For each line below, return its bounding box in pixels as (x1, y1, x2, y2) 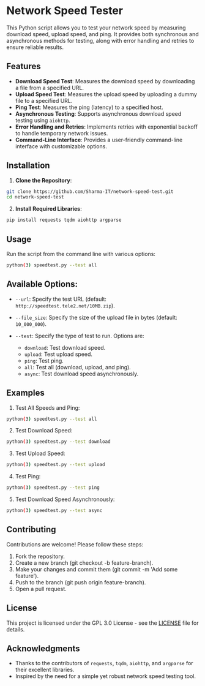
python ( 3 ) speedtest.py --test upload (6, 462, 105, 468)
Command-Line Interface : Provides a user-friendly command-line (15, 136, 183, 143)
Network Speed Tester (6, 4, 124, 18)
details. (6, 625, 25, 633)
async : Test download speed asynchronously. (24, 370, 139, 377)
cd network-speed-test (6, 194, 64, 200)
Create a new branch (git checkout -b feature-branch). (15, 559, 154, 567)
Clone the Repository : (15, 176, 72, 184)
